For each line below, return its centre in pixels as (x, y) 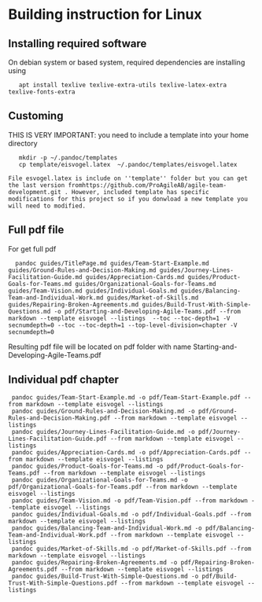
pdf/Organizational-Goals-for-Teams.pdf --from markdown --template (123, 487)
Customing (36, 116)
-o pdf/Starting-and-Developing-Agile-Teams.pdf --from (148, 311)
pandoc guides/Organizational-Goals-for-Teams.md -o (100, 480)
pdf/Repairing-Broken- (218, 563)
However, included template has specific (140, 192)
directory (23, 143)
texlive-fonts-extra (42, 92)
